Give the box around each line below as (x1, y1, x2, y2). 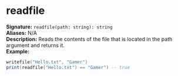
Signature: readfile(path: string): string (6, 23, 113, 30)
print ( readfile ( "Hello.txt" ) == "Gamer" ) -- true (6, 64, 130, 70)
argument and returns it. (6, 42, 65, 49)
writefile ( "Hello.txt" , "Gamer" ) (6, 59, 88, 65)
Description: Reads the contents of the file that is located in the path (6, 35, 173, 42)
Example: (6, 48, 30, 55)
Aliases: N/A (6, 29, 37, 36)
